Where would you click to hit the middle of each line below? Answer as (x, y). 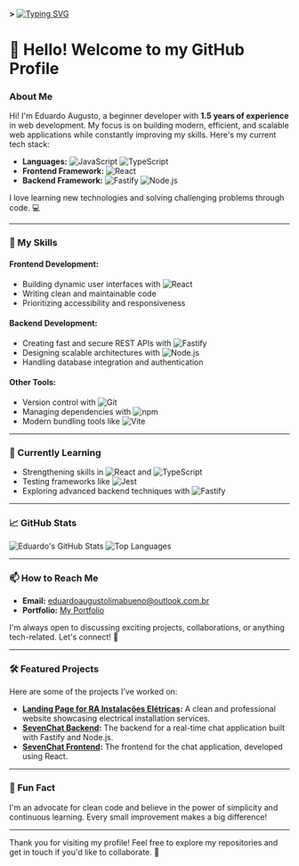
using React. (45, 756)
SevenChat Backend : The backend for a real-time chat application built (154, 728)
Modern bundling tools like (71, 421)
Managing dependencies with (77, 412)
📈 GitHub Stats (43, 524)
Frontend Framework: (63, 171)
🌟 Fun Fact (32, 788)
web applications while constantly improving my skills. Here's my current (143, 135)
